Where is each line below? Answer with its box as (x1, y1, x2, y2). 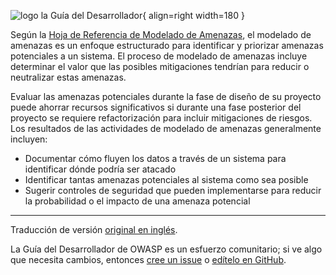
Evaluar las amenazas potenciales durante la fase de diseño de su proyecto (10, 91, 322, 102)
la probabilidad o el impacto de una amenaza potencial (24, 195, 251, 207)
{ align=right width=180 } (142, 10, 245, 21)
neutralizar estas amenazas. (10, 71, 127, 83)
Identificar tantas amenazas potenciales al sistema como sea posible (24, 174, 309, 185)
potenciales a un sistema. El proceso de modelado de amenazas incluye (10, 50, 308, 62)
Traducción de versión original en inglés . (10, 224, 178, 235)
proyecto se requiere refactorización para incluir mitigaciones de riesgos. (10, 112, 313, 124)
